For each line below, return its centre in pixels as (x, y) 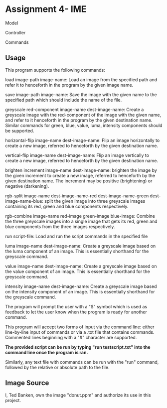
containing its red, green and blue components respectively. (67, 206)
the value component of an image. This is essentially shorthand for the (78, 271)
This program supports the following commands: (55, 70)
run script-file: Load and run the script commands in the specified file (77, 236)
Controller (15, 32)
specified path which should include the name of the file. (64, 100)
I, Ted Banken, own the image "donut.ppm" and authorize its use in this (78, 395)
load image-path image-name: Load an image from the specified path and (81, 79)
